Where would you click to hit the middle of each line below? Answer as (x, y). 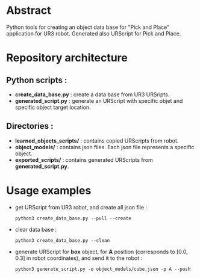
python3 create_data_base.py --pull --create (73, 218)
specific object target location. (53, 107)
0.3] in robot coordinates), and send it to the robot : (79, 258)
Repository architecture (67, 58)
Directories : (30, 126)
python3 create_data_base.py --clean (62, 240)
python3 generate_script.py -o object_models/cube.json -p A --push (103, 269)
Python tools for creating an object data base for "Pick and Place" (88, 27)
